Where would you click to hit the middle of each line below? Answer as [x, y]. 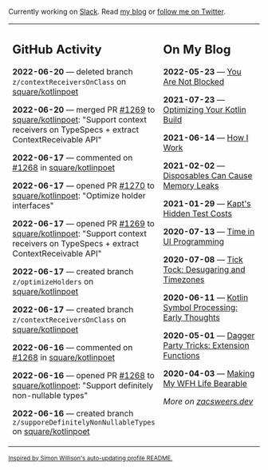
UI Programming [194, 241]
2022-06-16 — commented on [73, 347]
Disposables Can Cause [208, 175]
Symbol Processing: [200, 307]
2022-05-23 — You [202, 71]
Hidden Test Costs [198, 213]
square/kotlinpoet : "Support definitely [83, 385]
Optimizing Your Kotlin [205, 110]
